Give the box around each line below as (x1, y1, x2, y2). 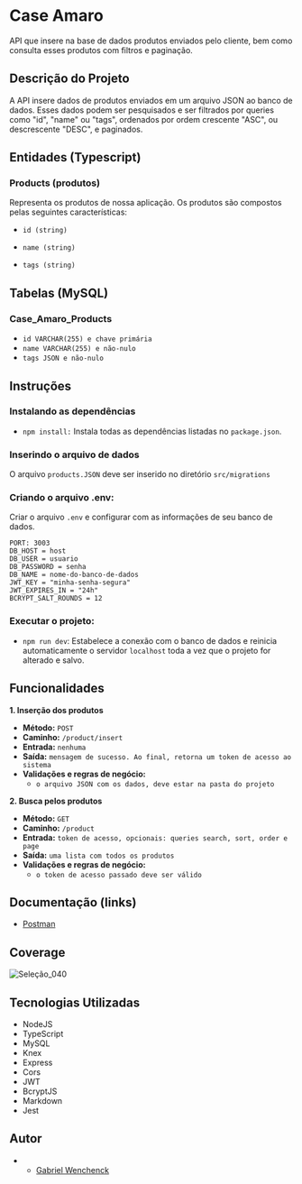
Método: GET (22, 812, 70, 823)
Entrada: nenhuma (22, 741, 87, 752)
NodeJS (22, 1018, 53, 1029)
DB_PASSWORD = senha (9, 563, 87, 572)
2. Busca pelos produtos (9, 795, 103, 806)
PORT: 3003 (9, 538, 50, 548)
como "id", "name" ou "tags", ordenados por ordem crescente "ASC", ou (9, 114, 279, 124)
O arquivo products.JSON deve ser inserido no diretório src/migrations (9, 469, 270, 480)
